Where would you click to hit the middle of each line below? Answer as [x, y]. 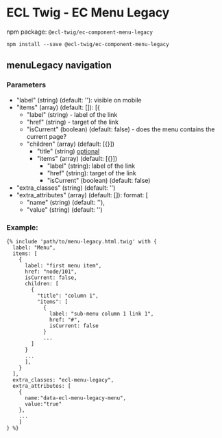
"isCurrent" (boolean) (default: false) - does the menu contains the [121, 129]
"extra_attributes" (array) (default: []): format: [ [82, 195]
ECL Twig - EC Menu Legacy [88, 13]
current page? [46, 136]
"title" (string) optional [68, 151]
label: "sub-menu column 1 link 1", [102, 314]
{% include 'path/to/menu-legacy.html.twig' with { [82, 241]
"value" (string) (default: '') [65, 209]
